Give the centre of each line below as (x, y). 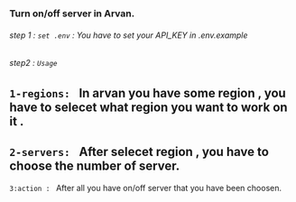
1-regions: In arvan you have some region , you (148, 93)
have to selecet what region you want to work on (148, 107)
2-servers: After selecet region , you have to (139, 152)
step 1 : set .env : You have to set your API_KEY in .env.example (129, 35)
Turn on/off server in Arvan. (72, 14)
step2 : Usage (33, 63)
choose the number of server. (95, 166)
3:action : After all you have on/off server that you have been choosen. (146, 188)
